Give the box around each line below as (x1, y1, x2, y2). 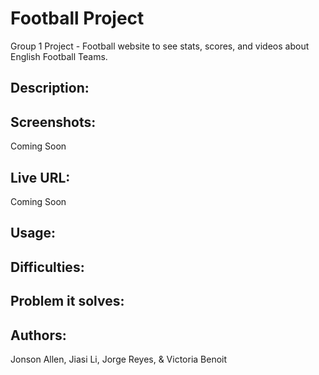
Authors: (10, 327, 67, 344)
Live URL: (10, 169, 71, 186)
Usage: (10, 225, 57, 242)
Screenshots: (10, 113, 97, 131)
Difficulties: (10, 258, 85, 276)
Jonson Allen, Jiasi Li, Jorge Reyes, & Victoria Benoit (10, 353, 228, 365)
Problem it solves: (10, 293, 125, 310)
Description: (10, 80, 90, 97)
